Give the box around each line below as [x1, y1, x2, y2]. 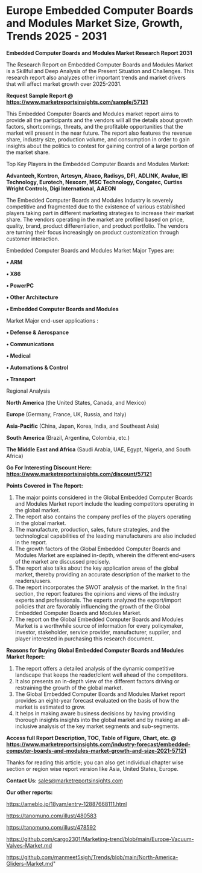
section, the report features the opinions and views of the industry [14, 590, 180, 597]
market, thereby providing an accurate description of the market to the [14, 570, 191, 578]
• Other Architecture [6, 294, 58, 301]
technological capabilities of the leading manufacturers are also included [14, 532, 196, 540]
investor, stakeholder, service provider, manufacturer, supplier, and [14, 628, 181, 636]
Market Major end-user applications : [6, 317, 98, 324]
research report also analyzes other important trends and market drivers [6, 74, 186, 81]
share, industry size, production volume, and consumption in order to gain [6, 135, 190, 143]
